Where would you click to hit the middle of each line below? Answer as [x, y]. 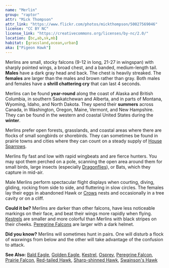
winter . [13, 120]
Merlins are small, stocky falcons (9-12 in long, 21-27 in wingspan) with [79, 62]
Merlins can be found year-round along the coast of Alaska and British [79, 93]
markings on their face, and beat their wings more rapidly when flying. [79, 213]
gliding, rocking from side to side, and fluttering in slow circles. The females [84, 187]
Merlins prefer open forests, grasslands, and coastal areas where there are [83, 130]
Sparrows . [16, 146]
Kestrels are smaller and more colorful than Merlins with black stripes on [81, 219]
